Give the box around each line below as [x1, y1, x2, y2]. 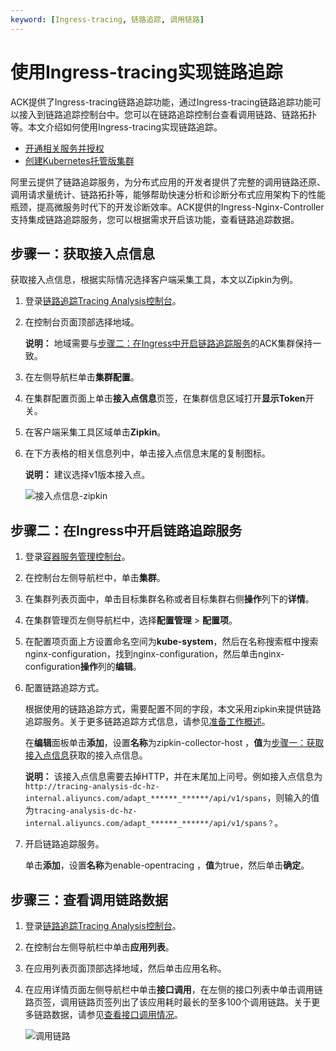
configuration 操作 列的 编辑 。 [24, 661, 142, 673]
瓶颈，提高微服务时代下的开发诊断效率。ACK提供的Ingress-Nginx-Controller [10, 201, 325, 213]
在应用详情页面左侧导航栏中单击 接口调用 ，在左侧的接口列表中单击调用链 [24, 984, 323, 995]
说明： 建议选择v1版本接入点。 [24, 469, 151, 481]
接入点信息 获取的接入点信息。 [24, 749, 148, 761]
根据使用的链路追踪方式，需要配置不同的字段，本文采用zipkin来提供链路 [24, 703, 322, 715]
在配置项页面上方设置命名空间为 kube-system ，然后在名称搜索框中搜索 [24, 636, 319, 648]
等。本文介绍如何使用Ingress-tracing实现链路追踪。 [10, 121, 223, 133]
